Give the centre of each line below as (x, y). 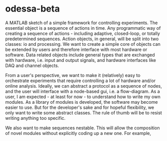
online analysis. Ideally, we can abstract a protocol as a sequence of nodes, (84, 86)
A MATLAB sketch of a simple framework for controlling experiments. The (81, 23)
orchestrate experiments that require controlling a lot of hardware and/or (80, 81)
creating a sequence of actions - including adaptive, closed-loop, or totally (82, 33)
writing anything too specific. (35, 118)
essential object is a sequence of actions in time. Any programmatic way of (83, 28)
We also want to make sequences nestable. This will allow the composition (82, 128)
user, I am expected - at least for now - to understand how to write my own (83, 97)
